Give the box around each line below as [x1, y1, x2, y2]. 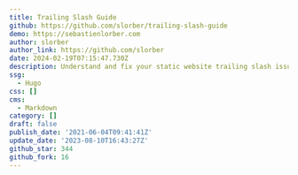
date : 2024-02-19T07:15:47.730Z [9, 54, 129, 63]
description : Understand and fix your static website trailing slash [9, 63, 272, 72]
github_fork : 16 [9, 152, 69, 162]
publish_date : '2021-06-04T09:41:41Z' [9, 128, 153, 137]
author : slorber [9, 37, 69, 47]
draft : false [9, 120, 58, 129]
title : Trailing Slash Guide [9, 12, 117, 22]
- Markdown [17, 103, 58, 112]
